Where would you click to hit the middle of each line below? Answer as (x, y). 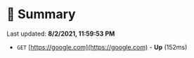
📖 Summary (41, 14)
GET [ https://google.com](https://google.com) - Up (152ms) (102, 47)
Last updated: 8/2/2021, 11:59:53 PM (61, 34)
